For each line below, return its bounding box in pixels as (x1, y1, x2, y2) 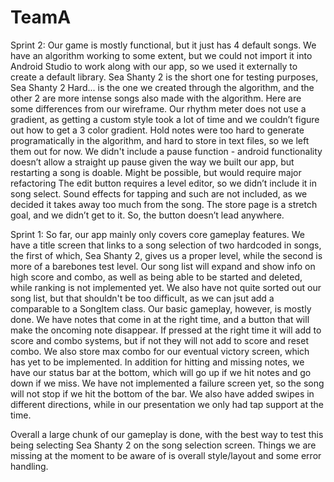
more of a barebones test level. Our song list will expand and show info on (10, 260, 316, 272)
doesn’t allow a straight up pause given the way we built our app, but (10, 156, 295, 168)
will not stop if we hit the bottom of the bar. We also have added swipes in (10, 387, 315, 400)
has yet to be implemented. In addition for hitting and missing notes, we (10, 356, 305, 368)
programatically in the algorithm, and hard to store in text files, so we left (10, 134, 310, 146)
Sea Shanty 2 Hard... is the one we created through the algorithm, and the (10, 81, 315, 93)
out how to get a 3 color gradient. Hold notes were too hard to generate (10, 124, 305, 136)
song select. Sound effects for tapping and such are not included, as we (10, 187, 308, 200)
